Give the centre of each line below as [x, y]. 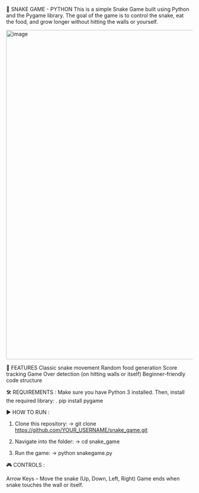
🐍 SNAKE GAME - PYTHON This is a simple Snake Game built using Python [98, 9]
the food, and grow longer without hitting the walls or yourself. [82, 22]
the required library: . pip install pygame [55, 401]
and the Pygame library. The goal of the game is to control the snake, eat [95, 15]
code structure [24, 380]
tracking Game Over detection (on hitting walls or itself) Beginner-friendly [96, 374]
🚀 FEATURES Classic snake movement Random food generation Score [92, 368]
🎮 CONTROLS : [26, 465]
